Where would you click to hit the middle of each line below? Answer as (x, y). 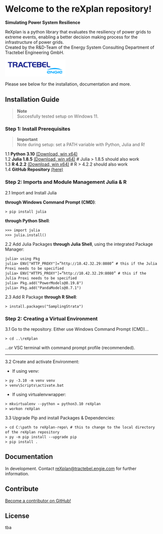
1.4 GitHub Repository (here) (34, 170)
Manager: (15, 249)
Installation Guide (32, 99)
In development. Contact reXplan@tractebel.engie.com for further (71, 468)
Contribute (22, 489)
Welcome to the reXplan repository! (78, 9)
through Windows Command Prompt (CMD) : (50, 202)
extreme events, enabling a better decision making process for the (71, 37)
